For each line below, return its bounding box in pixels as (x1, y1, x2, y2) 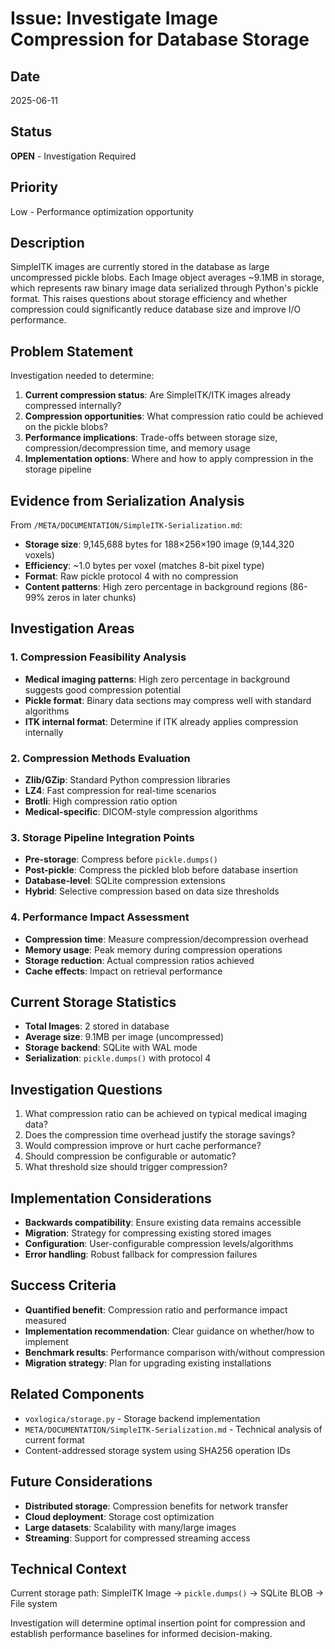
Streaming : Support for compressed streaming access (24, 1532, 251, 1544)
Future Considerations (10, 1473, 153, 1491)
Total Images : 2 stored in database (24, 1020, 170, 1032)
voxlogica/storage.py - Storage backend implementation (24, 1412, 261, 1424)
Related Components (10, 1386, 145, 1403)
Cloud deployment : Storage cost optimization (24, 1510, 215, 1522)
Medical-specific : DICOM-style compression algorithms (24, 806, 258, 818)
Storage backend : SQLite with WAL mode (24, 1042, 198, 1054)
